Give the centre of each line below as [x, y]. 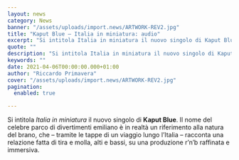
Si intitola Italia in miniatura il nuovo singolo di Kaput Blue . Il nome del [110, 120]
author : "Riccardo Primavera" [52, 73]
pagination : [25, 87]
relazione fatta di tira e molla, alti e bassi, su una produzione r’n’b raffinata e [118, 142]
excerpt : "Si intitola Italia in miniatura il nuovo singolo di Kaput [114, 41]
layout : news [27, 14]
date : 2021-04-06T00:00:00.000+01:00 [63, 67]
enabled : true [34, 93]
